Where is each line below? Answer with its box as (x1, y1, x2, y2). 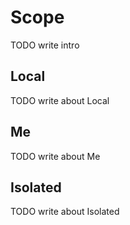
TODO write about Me (10, 150, 101, 162)
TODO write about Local (10, 94, 110, 106)
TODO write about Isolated (10, 206, 120, 218)
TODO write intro (10, 39, 80, 51)
